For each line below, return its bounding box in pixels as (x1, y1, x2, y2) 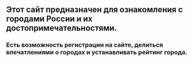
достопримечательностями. (6, 23, 118, 33)
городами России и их (6, 14, 93, 24)
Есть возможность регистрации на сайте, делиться (6, 41, 164, 49)
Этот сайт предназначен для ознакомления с (6, 5, 183, 15)
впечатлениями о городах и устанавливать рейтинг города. (6, 48, 188, 57)
